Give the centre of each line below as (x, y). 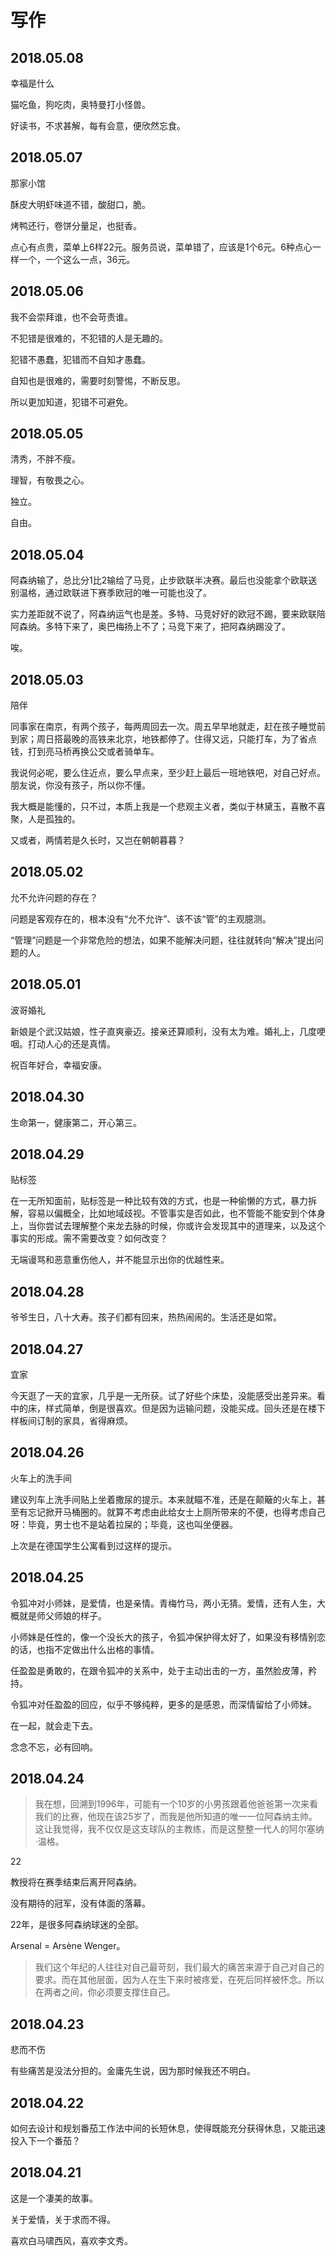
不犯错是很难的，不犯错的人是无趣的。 (89, 338)
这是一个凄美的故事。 (54, 2198)
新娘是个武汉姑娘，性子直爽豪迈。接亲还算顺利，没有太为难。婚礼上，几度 (163, 1031)
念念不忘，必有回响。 (54, 1747)
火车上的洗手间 (41, 1478)
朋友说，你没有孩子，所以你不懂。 (80, 785)
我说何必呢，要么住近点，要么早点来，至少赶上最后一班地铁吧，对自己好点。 (168, 773)
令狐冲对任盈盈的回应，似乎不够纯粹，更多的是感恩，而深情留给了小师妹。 (163, 1704)
